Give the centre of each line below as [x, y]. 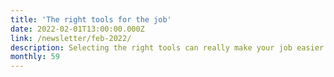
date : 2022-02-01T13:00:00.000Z [77, 29]
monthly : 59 [35, 57]
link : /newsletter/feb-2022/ [71, 38]
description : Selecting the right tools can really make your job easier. [169, 47]
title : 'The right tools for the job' [91, 19]
